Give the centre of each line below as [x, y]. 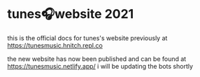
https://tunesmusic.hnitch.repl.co [55, 45]
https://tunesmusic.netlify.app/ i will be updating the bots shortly [100, 66]
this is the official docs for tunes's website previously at [87, 38]
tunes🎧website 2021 [71, 14]
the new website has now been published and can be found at [97, 59]
